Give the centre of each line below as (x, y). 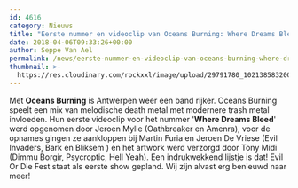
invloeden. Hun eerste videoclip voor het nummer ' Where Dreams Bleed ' (143, 119)
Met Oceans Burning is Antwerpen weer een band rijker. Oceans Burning (143, 100)
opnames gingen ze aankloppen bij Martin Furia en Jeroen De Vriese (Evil (143, 137)
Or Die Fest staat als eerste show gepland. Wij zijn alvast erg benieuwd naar (148, 166)
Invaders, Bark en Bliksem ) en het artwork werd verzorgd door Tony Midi (143, 147)
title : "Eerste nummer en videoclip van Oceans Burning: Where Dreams (142, 34)
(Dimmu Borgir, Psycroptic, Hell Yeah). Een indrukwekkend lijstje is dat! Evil (146, 157)
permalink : (29, 59)
